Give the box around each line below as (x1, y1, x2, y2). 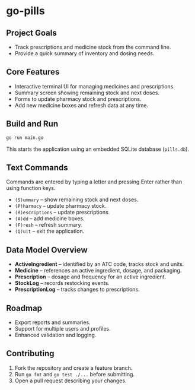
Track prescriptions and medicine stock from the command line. (14, 43, 171, 50)
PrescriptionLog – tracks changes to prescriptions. (14, 286, 140, 293)
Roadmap (6, 303, 43, 313)
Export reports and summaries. (14, 319, 91, 326)
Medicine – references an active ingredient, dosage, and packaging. (14, 267, 182, 274)
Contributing (6, 348, 55, 359)
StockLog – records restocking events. (14, 280, 110, 287)
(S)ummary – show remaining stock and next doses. (14, 196, 139, 203)
